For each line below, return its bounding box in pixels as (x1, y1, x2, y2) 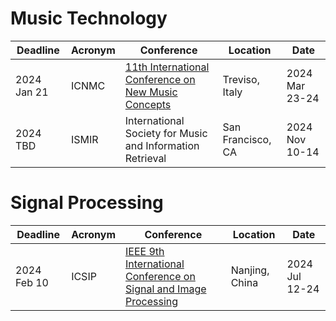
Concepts (124, 97, 172, 111)
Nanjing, (230, 263, 270, 277)
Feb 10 (15, 275, 49, 289)
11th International (124, 60, 210, 74)
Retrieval (124, 151, 167, 165)
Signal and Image (124, 282, 207, 296)
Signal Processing (10, 192, 164, 214)
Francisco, (222, 132, 272, 146)
